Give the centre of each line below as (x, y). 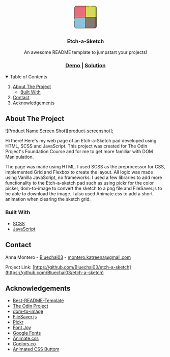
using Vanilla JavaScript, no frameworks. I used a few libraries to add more (84, 177)
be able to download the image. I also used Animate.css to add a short (79, 194)
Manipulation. (20, 157)
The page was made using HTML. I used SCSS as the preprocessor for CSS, (85, 167)
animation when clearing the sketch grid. (48, 199)
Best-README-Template (38, 301)
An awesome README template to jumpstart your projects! (86, 52)
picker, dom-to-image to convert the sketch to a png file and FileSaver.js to (84, 188)
